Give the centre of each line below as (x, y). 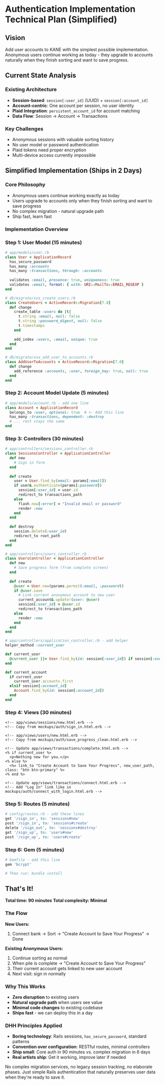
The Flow (16, 914)
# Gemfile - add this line (33, 860)
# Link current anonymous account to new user (67, 595)
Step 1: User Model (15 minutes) (43, 242)
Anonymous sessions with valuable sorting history (63, 139)
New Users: (17, 924)
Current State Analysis (41, 76)
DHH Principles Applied (34, 1025)
